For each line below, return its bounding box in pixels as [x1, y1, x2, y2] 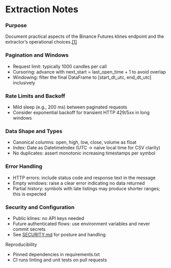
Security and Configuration [5, 204, 75, 211]
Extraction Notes [5, 4, 78, 15]
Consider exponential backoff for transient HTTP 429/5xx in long [12, 109, 150, 116]
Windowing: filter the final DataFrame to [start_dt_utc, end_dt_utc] [12, 74, 152, 80]
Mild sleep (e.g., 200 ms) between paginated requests [12, 104, 127, 110]
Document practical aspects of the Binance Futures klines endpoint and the [5, 33, 164, 39]
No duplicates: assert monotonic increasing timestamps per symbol [12, 150, 156, 157]
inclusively [12, 79, 35, 85]
